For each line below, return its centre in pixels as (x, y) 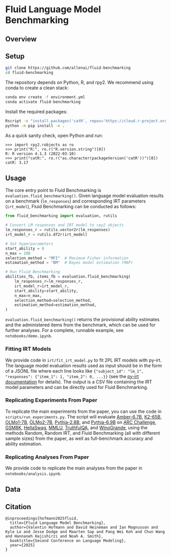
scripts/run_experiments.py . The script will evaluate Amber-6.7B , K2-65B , (83, 416)
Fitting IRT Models (28, 349)
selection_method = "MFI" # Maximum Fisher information (67, 258)
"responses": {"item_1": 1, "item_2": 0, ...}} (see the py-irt (72, 376)
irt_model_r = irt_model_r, (42, 286)
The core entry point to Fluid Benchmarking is (53, 190)
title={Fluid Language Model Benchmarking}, (58, 523)
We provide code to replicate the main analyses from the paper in (74, 468)
